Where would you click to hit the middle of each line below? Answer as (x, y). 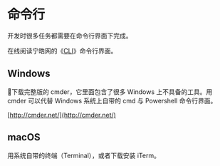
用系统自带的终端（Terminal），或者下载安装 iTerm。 (84, 155)
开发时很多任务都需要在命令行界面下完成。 (70, 36)
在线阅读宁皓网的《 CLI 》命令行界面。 (62, 51)
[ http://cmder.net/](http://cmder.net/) (62, 115)
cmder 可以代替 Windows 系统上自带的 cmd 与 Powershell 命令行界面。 (112, 100)
